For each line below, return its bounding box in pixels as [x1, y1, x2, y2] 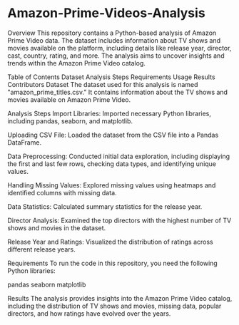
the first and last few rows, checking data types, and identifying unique [7, 159, 216, 168]
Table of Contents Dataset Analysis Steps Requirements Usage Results [7, 73, 215, 81]
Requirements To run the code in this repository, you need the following [7, 259, 218, 267]
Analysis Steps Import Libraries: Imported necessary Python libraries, [7, 109, 212, 118]
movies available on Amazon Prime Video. [7, 95, 131, 104]
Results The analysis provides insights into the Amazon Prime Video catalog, [7, 294, 233, 302]
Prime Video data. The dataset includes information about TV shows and [7, 36, 221, 44]
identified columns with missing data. [7, 188, 117, 197]
